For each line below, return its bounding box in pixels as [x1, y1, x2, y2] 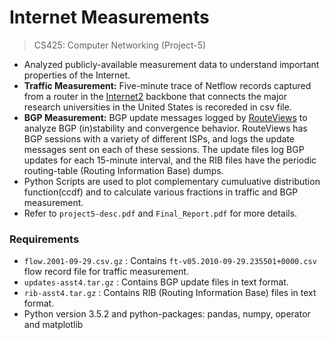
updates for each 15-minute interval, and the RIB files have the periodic [23, 154, 317, 166]
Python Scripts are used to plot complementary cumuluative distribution [23, 175, 321, 187]
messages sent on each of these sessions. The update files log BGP [23, 143, 305, 155]
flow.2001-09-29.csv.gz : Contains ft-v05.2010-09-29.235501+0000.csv [23, 255, 317, 267]
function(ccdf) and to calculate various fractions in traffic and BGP [23, 186, 299, 198]
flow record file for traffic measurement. [23, 266, 189, 278]
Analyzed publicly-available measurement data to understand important [23, 58, 320, 70]
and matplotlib [23, 319, 84, 331]
